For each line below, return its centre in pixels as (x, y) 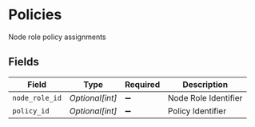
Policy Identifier (197, 111)
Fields (24, 62)
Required (143, 84)
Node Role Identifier (205, 97)
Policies (35, 15)
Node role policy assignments (57, 37)
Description (205, 84)
